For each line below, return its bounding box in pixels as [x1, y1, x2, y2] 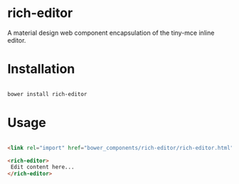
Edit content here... [10, 163, 75, 171]
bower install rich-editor [7, 90, 87, 97]
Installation [7, 61, 75, 77]
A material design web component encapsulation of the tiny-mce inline [7, 28, 215, 37]
